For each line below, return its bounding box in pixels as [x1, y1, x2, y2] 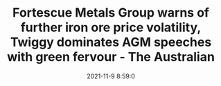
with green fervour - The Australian [7, 49, 215, 65]
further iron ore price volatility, [20, 19, 202, 35]
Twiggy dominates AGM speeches [10, 35, 212, 50]
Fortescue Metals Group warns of [12, 5, 209, 21]
